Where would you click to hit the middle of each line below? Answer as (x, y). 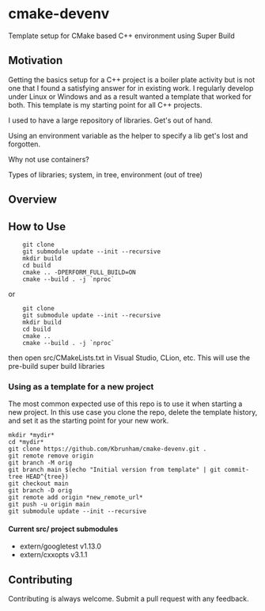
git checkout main (38, 484)
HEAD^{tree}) (47, 477)
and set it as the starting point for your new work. (89, 421)
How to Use (37, 226)
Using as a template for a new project (81, 386)
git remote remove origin (51, 456)
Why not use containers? (49, 159)
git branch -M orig (40, 463)
